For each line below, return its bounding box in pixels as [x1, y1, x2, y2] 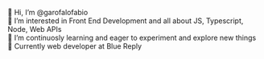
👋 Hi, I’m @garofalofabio [7, 8, 89, 17]
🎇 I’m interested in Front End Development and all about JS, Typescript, [7, 16, 244, 26]
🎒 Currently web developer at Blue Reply [7, 41, 142, 51]
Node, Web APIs [7, 25, 62, 33]
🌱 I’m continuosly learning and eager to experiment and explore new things [7, 33, 257, 42]
